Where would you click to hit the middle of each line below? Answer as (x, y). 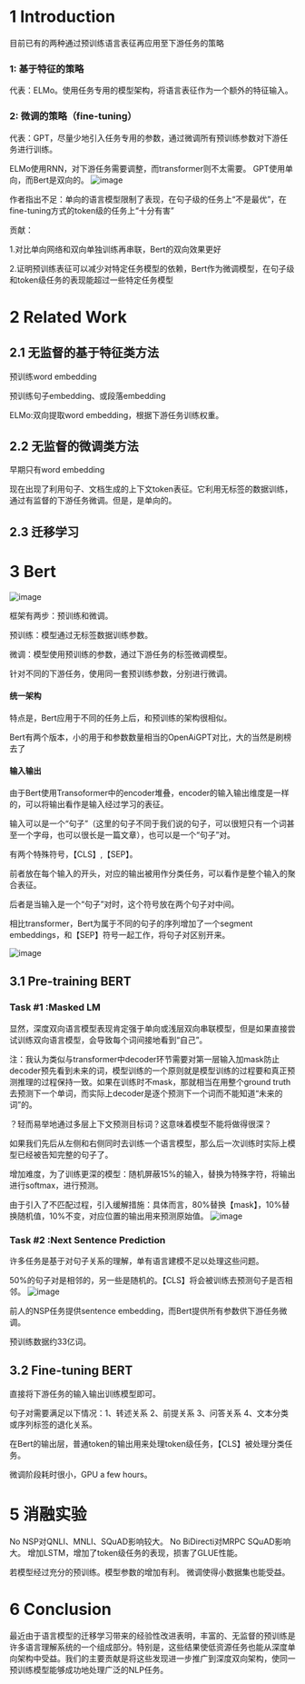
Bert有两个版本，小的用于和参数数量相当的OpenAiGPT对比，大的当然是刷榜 (151, 737)
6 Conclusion (60, 1609)
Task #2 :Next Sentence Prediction (88, 1240)
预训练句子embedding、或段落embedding (88, 395)
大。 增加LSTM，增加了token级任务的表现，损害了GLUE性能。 (126, 1552)
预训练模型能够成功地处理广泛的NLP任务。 (89, 1669)
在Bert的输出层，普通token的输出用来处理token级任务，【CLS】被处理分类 (147, 1443)
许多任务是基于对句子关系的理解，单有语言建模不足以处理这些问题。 (137, 1261)
